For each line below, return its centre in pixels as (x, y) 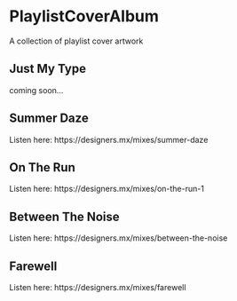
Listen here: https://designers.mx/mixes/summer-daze (109, 139)
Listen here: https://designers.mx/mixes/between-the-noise (118, 238)
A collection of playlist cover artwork (76, 41)
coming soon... (36, 90)
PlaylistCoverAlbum (84, 16)
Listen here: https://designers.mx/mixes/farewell (98, 287)
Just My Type (48, 69)
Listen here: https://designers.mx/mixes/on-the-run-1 (107, 189)
